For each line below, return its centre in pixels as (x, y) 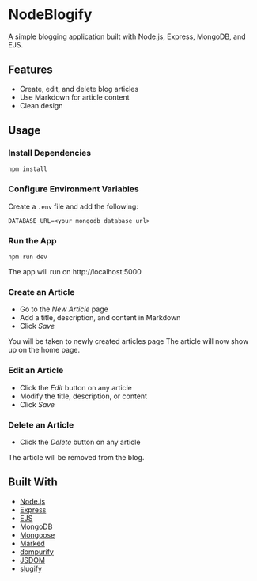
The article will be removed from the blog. (76, 457)
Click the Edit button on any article (76, 387)
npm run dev (28, 257)
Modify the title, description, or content (83, 396)
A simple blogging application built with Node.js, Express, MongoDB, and (127, 36)
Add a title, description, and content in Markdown (100, 318)
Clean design (41, 105)
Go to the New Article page (64, 309)
